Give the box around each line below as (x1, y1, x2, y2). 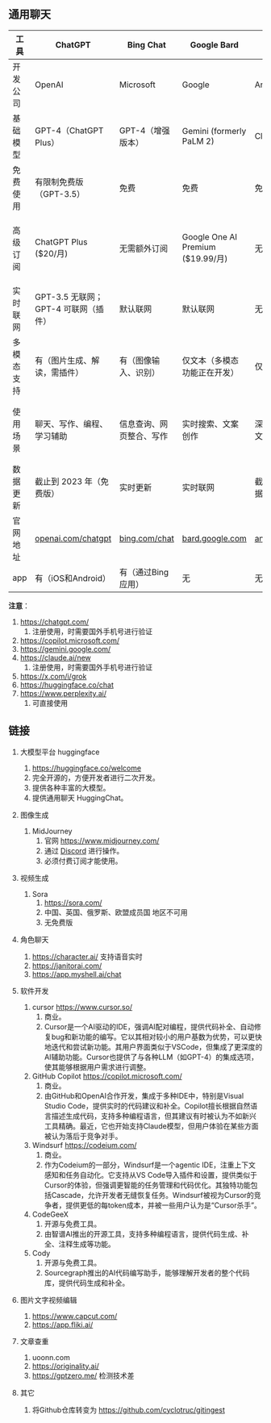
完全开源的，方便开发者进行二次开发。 (31, 773, 160, 782)
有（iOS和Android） (35, 572, 111, 583)
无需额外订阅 (119, 243, 168, 254)
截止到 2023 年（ (35, 475, 101, 486)
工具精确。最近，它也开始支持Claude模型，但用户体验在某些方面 (44, 1120, 259, 1131)
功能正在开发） (181, 366, 240, 378)
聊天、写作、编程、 (35, 418, 108, 429)
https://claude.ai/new (19, 653, 91, 662)
